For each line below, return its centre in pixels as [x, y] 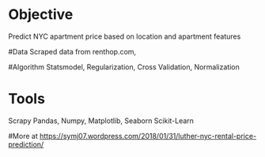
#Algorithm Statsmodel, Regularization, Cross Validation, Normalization [124, 67]
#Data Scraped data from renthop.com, [72, 51]
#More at [23, 136]
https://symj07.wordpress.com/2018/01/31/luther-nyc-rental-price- [148, 136]
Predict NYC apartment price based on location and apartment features [125, 36]
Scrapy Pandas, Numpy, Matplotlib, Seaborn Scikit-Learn [101, 121]
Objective [41, 15]
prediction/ [26, 144]
